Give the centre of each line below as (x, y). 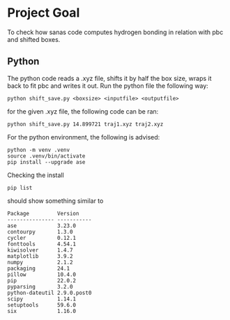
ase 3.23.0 (42, 226)
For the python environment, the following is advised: (84, 137)
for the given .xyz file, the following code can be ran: (83, 111)
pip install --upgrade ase (46, 162)
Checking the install (36, 175)
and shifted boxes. (34, 39)
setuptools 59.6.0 (42, 305)
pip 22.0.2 (42, 280)
